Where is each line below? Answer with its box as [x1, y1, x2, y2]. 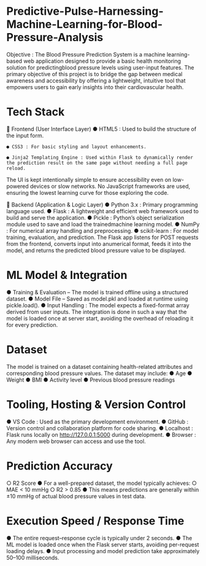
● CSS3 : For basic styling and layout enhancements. [6, 143, 147, 150]
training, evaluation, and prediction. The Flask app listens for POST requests [6, 234, 199, 241]
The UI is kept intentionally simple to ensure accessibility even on [6, 176, 172, 183]
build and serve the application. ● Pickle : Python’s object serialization [6, 214, 185, 221]
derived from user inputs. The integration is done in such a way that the [6, 308, 187, 315]
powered [6, 183, 29, 190]
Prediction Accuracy [6, 459, 113, 473]
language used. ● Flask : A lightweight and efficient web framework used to [6, 207, 199, 214]
